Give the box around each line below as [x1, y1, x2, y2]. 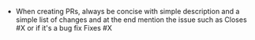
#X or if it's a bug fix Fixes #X [15, 24, 112, 32]
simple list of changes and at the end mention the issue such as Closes [15, 15, 247, 24]
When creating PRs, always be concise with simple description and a [15, 7, 240, 16]
